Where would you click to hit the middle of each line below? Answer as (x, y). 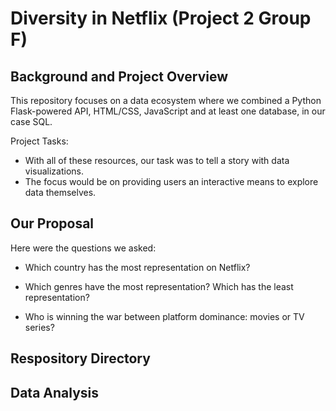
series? (39, 327)
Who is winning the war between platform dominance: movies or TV (164, 316)
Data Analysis (55, 392)
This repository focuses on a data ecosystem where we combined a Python (166, 100)
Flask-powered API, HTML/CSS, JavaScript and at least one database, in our (168, 111)
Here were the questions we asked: (83, 248)
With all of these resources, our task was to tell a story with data (157, 160)
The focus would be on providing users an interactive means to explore (171, 181)
